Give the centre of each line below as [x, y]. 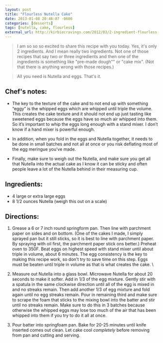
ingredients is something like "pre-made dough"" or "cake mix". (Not [85, 62]
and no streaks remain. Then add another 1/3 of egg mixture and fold [81, 290]
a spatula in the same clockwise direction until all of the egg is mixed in [83, 284]
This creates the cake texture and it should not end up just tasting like [81, 114]
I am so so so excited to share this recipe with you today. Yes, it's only [87, 46]
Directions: [22, 217]
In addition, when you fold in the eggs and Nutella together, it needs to [82, 139]
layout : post [18, 10]
